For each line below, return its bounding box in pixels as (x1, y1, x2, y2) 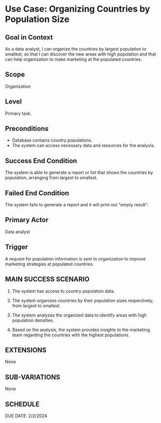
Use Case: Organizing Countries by (5, 3, 150, 15)
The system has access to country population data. (12, 288, 115, 294)
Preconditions (5, 125, 49, 133)
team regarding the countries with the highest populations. (12, 332, 130, 338)
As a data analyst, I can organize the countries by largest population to (5, 46, 147, 52)
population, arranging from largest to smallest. (5, 175, 98, 181)
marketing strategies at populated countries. (5, 261, 94, 267)
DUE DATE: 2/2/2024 (5, 413, 48, 419)
